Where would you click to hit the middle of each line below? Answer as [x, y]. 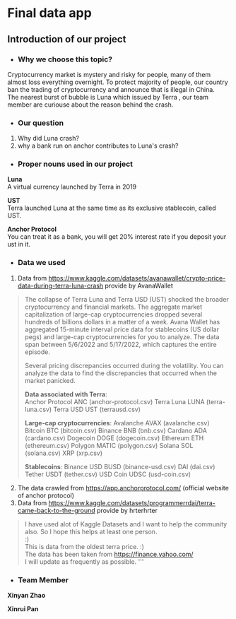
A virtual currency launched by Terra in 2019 [72, 187]
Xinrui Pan [23, 609]
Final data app [49, 13]
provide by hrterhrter [127, 510]
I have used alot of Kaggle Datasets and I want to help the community [126, 524]
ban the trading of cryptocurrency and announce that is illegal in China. [111, 89]
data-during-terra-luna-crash [60, 285]
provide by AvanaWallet [139, 285]
